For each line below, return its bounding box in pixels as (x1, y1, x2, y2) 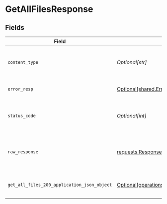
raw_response (7, 149, 39, 155)
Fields (5, 23, 25, 32)
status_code (7, 113, 36, 118)
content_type (7, 60, 39, 65)
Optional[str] (116, 59, 147, 66)
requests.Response (116, 148, 162, 155)
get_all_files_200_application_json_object (7, 182, 112, 188)
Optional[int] (116, 112, 147, 119)
